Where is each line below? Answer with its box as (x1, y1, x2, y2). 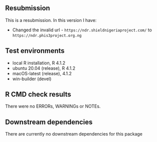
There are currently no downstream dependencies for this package (5, 131, 143, 137)
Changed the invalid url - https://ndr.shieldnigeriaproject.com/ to (12, 27, 153, 33)
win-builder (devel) (12, 76, 52, 82)
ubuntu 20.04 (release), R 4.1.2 (12, 65, 76, 71)
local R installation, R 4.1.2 (12, 60, 66, 66)
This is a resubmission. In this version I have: (5, 17, 97, 23)
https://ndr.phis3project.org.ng (12, 33, 82, 38)
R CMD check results (5, 90, 72, 99)
